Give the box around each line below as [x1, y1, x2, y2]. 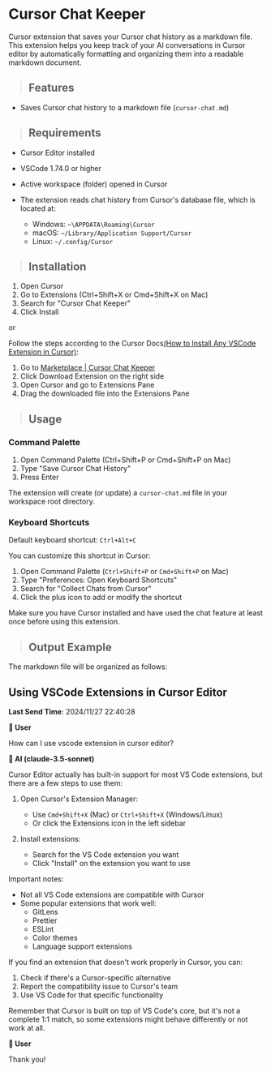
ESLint [32, 924, 54, 933]
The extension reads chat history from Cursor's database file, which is [19, 195, 256, 204]
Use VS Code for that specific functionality [19, 990, 164, 1000]
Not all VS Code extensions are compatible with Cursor [19, 890, 204, 899]
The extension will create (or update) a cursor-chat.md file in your [8, 488, 228, 498]
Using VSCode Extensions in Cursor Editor [8, 685, 227, 699]
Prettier [32, 915, 58, 925]
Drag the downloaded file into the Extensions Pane [19, 388, 190, 398]
